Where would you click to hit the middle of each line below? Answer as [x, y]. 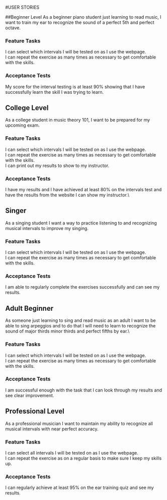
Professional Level [35, 411]
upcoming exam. [23, 125]
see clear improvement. [30, 395]
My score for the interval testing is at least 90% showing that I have [75, 87]
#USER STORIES [22, 7]
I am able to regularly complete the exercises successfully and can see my [82, 287]
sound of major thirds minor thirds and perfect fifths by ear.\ [67, 331]
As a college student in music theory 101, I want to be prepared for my [77, 120]
